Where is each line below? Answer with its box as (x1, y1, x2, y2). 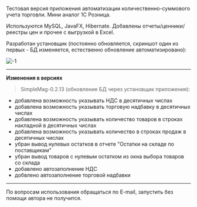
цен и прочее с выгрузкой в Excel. (29, 29, 114, 36)
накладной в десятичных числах (14, 122, 97, 129)
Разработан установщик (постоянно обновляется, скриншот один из (6, 40, 179, 47)
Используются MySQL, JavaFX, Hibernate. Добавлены (6, 23, 142, 29)
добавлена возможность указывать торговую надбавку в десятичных (14, 103, 191, 110)
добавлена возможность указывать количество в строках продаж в (14, 128, 186, 135)
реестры (6, 29, 28, 36)
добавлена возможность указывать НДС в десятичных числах (14, 97, 173, 104)
